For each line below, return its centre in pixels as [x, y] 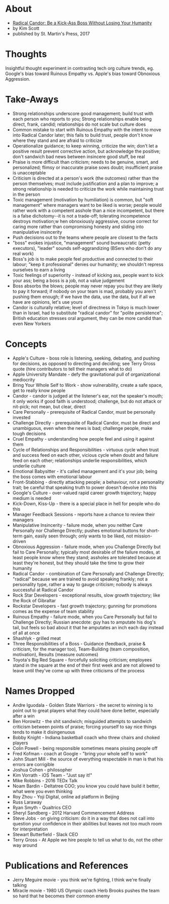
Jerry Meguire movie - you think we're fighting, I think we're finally [82, 880]
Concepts [26, 344]
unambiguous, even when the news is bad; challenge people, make [82, 428]
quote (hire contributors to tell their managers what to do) [72, 369]
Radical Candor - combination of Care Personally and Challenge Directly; [88, 573]
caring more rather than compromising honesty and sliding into [78, 227]
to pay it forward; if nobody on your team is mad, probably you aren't [84, 291]
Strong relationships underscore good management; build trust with [83, 113]
